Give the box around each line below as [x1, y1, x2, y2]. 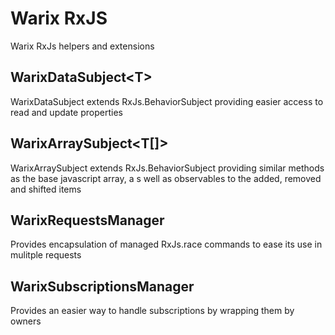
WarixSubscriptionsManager [10, 278, 195, 295]
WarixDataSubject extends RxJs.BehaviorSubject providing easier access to [10, 95, 324, 107]
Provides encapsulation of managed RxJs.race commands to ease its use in [10, 238, 323, 251]
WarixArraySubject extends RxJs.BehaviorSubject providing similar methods [10, 162, 325, 174]
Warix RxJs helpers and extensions [10, 40, 155, 52]
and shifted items [10, 183, 82, 195]
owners [10, 315, 42, 327]
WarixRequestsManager [10, 212, 165, 229]
